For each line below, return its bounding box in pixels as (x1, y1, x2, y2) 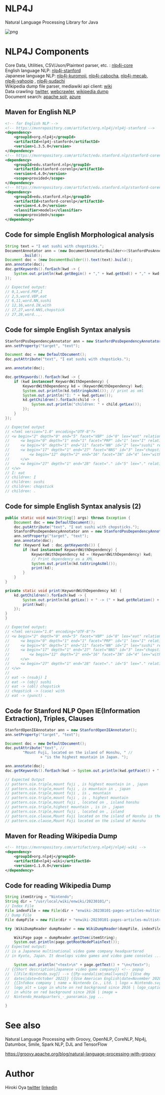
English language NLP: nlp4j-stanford (5, 67, 81, 73)
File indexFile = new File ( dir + (5, 908, 74, 913)
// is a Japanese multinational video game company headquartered (5, 949, 144, 954)
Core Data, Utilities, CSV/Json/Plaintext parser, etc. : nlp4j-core (5, 62, 133, 68)
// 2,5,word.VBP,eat (5, 294, 48, 299)
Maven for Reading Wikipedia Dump (5, 832, 117, 840)
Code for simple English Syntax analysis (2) (5, 502, 141, 511)
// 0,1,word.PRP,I (5, 289, 43, 294)
